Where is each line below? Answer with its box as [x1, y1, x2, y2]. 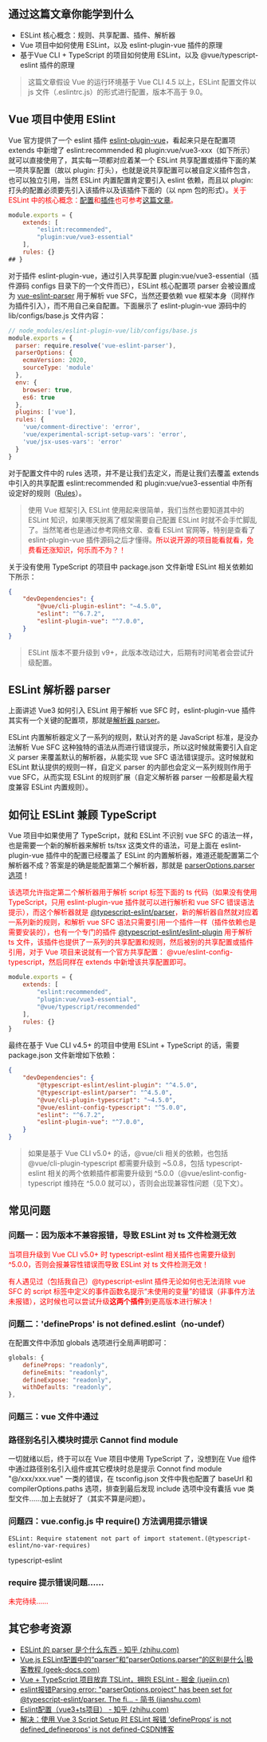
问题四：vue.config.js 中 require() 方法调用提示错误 [8, 1516, 208, 1527]
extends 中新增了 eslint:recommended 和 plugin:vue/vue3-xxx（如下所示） [8, 145, 255, 155]
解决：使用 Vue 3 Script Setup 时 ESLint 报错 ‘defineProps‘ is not [19, 1714, 232, 1724]
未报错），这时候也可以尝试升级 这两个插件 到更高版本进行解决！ [8, 1296, 214, 1306]
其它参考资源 [8, 1622, 72, 1636]
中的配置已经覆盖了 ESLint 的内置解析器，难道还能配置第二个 [59, 851, 259, 860]
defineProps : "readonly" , [22, 1361, 109, 1369]
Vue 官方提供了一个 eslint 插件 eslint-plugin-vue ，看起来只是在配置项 [8, 135, 236, 145]
